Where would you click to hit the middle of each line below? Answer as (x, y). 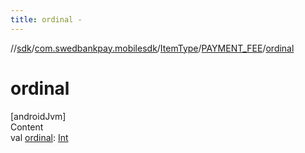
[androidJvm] (38, 116)
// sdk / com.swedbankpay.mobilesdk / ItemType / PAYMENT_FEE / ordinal (152, 48)
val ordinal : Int (39, 137)
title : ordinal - (46, 19)
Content (27, 127)
